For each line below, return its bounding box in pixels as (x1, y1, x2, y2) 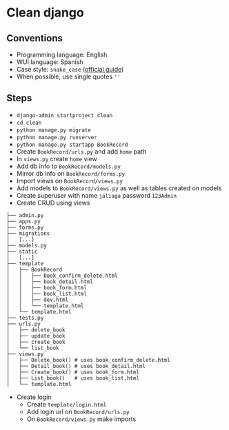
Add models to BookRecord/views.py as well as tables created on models (16, 184, 222, 192)
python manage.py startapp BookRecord (16, 141, 128, 148)
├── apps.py (6, 218, 41, 225)
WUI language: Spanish (16, 58, 83, 66)
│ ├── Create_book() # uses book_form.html (6, 369, 139, 376)
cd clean (16, 119, 42, 126)
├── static (6, 248, 38, 255)
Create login (16, 393, 52, 401)
